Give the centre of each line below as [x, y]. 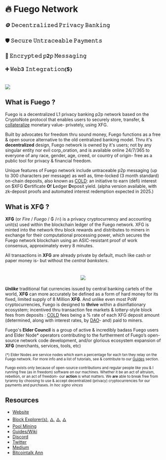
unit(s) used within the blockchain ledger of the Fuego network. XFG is [77, 225]
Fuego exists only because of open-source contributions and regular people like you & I [80, 368]
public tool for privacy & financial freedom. [48, 161]
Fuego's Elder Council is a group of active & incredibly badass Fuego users [82, 330]
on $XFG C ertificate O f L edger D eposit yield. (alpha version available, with [81, 186]
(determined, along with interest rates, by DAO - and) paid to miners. [74, 320]
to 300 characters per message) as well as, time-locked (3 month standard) [82, 175]
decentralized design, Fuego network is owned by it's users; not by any [78, 145]
